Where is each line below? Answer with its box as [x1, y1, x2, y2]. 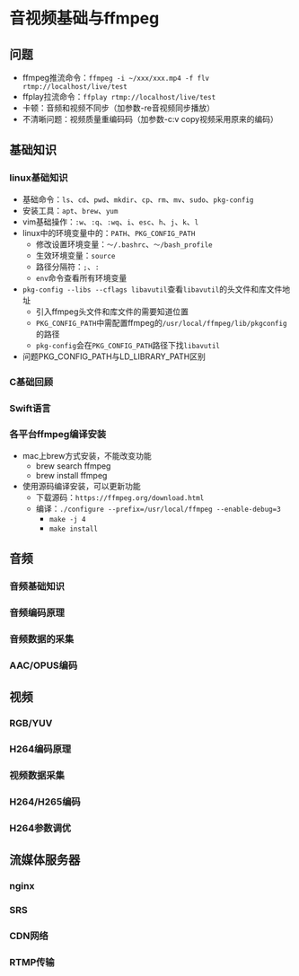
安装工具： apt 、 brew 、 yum [22, 205, 119, 215]
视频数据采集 [9, 769, 66, 782]
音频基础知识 [9, 580, 66, 593]
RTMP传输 [9, 955, 56, 968]
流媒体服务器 [9, 852, 81, 867]
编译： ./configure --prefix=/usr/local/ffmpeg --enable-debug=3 [35, 503, 281, 514]
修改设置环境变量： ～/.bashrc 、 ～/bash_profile [35, 239, 213, 250]
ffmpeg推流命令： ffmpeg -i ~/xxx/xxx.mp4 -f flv [22, 73, 209, 83]
